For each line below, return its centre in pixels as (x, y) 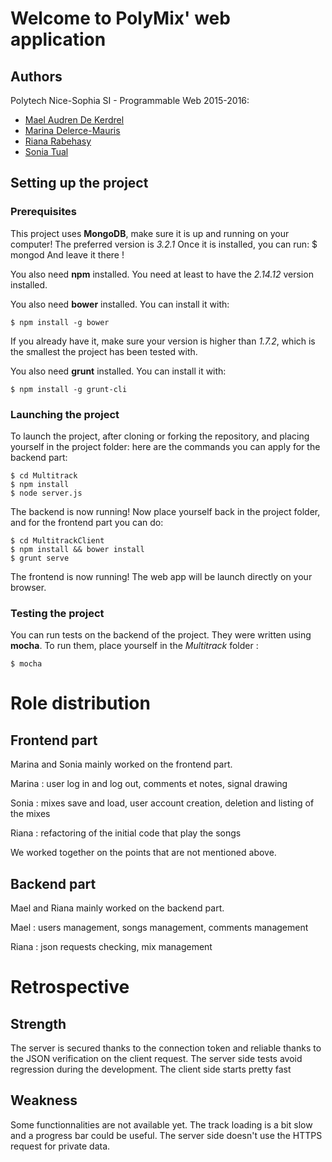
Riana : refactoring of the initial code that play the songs (126, 833)
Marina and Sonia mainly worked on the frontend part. (121, 764)
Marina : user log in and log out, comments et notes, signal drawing (149, 784)
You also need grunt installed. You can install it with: (118, 371)
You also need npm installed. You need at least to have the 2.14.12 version (162, 274)
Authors (36, 76)
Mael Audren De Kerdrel (74, 120)
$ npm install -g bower (60, 322)
